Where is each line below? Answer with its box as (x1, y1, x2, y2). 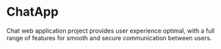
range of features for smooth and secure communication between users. (6, 33, 212, 42)
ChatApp (6, 4, 59, 20)
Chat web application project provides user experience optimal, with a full (6, 27, 215, 35)
